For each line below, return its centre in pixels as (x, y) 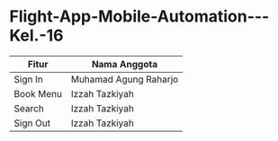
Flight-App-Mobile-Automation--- (139, 17)
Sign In (28, 79)
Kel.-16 (37, 35)
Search (29, 108)
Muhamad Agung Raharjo (125, 79)
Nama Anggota (125, 64)
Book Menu (38, 93)
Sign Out (32, 123)
